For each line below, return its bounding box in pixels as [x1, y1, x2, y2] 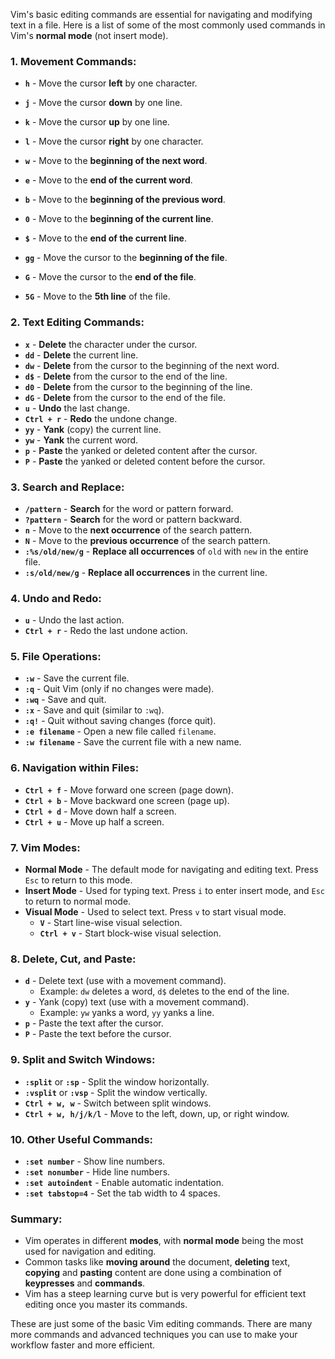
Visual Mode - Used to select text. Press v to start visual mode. [24, 906, 287, 918]
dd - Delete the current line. [24, 349, 139, 361]
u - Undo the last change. [24, 402, 130, 414]
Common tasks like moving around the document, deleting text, [24, 1256, 291, 1268]
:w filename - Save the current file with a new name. [24, 736, 242, 748]
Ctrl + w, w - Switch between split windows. [24, 1097, 212, 1109]
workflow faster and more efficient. [10, 1339, 156, 1351]
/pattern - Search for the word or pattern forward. [24, 502, 234, 514]
